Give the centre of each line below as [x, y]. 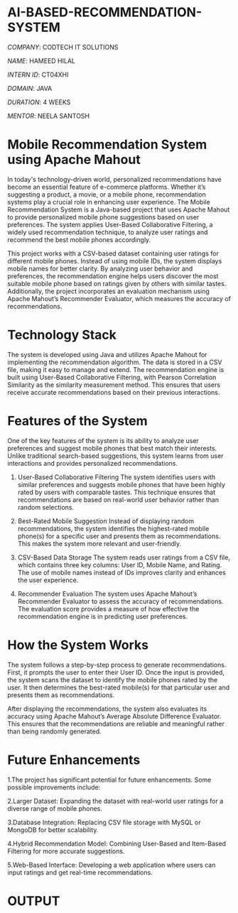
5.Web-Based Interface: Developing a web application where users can [112, 865]
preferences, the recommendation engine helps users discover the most [113, 276]
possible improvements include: [54, 787]
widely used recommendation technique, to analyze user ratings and [108, 232]
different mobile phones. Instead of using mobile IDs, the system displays [115, 261]
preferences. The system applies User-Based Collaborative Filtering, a [110, 224]
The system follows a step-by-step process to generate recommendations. [117, 665]
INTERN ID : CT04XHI [38, 75]
